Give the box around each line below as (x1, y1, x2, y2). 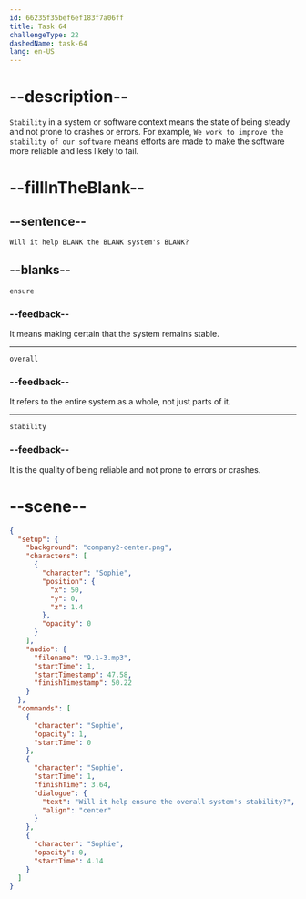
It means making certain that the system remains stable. (9, 329, 220, 340)
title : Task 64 (9, 22, 67, 31)
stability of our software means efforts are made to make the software (9, 136, 285, 147)
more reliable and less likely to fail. (9, 146, 139, 157)
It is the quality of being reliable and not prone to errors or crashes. (9, 464, 261, 475)
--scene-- (9, 495, 87, 516)
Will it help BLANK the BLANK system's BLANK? (9, 238, 189, 247)
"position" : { (42, 577, 96, 586)
